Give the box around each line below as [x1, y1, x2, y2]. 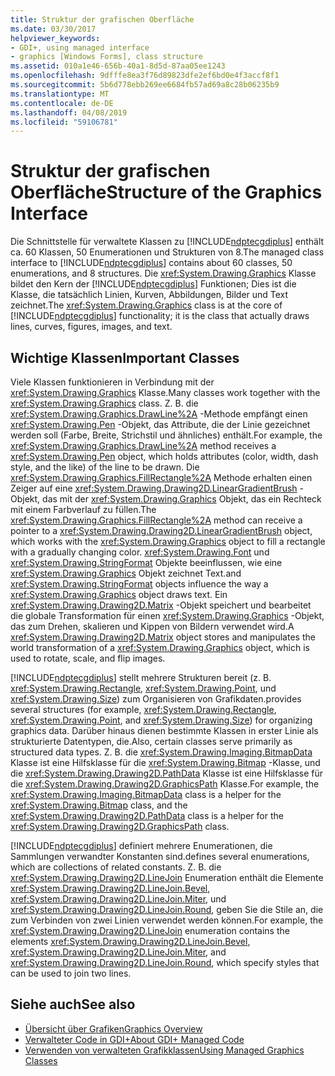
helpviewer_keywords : [10, 33, 101, 43]
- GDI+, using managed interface [10, 42, 150, 53]
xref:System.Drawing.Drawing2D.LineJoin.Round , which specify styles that [10, 957, 320, 968]
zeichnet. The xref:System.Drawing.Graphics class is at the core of [10, 299, 283, 311]
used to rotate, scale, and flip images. [10, 652, 166, 664]
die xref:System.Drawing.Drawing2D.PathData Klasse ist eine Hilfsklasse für [10, 767, 324, 779]
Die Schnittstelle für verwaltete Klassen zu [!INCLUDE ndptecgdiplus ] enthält [10, 236, 325, 248]
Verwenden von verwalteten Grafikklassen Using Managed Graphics [24, 1044, 305, 1056]
